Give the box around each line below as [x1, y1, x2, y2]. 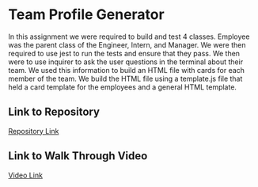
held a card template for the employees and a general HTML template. [8, 82, 237, 92]
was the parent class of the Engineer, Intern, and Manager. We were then [8, 40, 246, 49]
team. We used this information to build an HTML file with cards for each [8, 65, 245, 74]
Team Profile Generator [8, 6, 165, 24]
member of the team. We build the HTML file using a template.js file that [8, 74, 243, 83]
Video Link [8, 170, 44, 180]
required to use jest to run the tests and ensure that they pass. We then [8, 48, 240, 58]
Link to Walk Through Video [8, 149, 148, 163]
